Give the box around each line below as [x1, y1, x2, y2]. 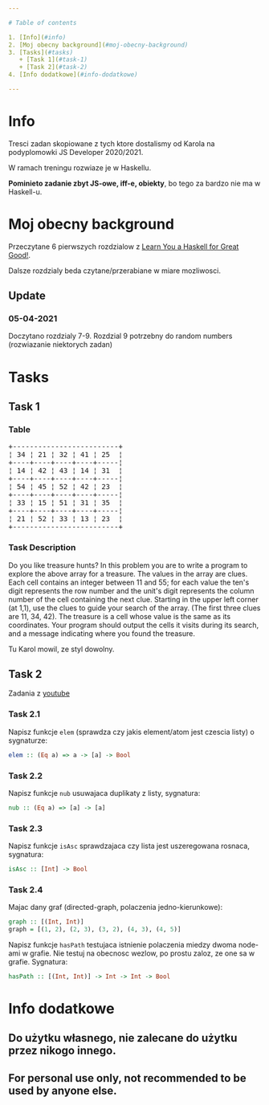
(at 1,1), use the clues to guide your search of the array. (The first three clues [8, 603, 261, 613]
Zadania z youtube [8, 688, 71, 699]
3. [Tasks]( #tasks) [8, 48, 74, 56]
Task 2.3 [8, 822, 43, 834]
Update [8, 289, 47, 303]
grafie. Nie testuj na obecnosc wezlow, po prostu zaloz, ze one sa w [29, 948, 255, 958]
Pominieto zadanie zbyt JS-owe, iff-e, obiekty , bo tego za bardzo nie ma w [8, 178, 261, 188]
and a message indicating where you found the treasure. [8, 628, 195, 638]
